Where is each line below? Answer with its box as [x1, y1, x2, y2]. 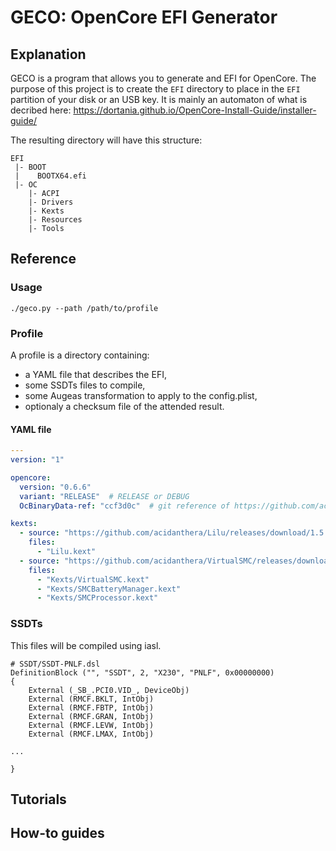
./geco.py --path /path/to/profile [10, 303, 159, 313]
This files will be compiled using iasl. [10, 639, 162, 651]
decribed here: [10, 104, 72, 116]
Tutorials [10, 791, 67, 808]
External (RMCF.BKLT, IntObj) [28, 694, 155, 704]
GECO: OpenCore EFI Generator [10, 6, 278, 29]
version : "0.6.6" [19, 482, 92, 492]
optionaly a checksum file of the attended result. [24, 400, 225, 412]
